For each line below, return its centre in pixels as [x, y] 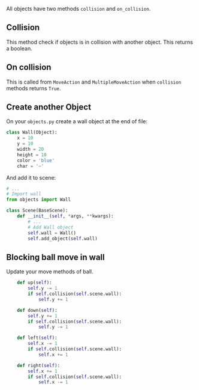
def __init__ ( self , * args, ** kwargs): [65, 216]
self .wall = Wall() [52, 233]
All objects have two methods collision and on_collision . [79, 9]
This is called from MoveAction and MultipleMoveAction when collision [94, 82]
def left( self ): [37, 338]
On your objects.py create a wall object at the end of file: [77, 121]
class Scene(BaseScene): [37, 211]
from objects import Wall [38, 200]
